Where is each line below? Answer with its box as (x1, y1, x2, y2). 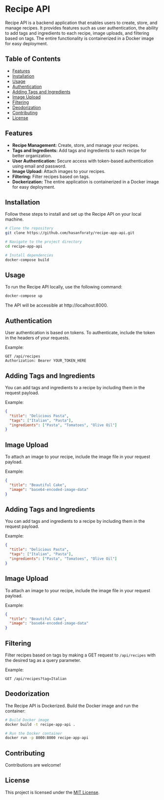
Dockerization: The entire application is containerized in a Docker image (12, 178, 159, 185)
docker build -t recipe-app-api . (5, 722, 76, 727)
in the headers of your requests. (5, 335, 70, 341)
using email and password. (12, 163, 67, 169)
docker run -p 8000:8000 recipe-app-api (5, 736, 89, 741)
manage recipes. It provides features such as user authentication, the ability (5, 25, 158, 30)
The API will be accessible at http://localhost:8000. (5, 302, 108, 308)
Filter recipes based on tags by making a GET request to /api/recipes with (5, 652, 156, 658)
